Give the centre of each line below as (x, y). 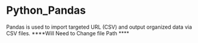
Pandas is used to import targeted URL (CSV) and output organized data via (99, 27)
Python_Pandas (46, 10)
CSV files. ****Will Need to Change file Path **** (68, 33)
